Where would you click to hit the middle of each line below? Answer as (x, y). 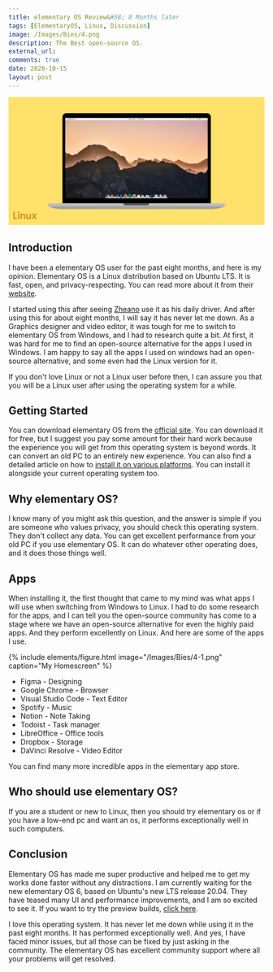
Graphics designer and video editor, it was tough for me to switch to (122, 326)
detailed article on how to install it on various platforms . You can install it (129, 465)
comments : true (34, 60)
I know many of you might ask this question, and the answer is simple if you (135, 519)
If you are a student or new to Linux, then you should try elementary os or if (135, 811)
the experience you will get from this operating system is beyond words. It (132, 448)
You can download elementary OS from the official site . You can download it (136, 430)
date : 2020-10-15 (38, 69)
